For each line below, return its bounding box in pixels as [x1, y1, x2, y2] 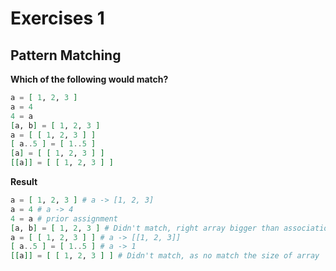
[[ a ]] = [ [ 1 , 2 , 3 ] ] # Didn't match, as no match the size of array [10, 251, 320, 261]
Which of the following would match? [10, 73, 169, 85]
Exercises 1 [10, 7, 105, 30]
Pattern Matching [10, 47, 122, 64]
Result [10, 176, 38, 187]
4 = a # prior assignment [10, 213, 118, 224]
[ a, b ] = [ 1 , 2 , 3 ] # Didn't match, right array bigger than [10, 223, 280, 233]
